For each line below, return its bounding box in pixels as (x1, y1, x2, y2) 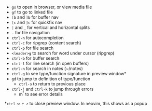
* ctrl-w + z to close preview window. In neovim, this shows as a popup (4, 101, 148, 106)
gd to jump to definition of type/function (11, 76, 90, 82)
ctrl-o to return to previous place (18, 81, 86, 86)
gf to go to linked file (11, 9, 53, 15)
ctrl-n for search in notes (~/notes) (11, 66, 83, 71)
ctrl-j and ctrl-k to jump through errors (11, 86, 94, 92)
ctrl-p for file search (11, 45, 54, 51)
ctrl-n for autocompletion (11, 35, 64, 41)
